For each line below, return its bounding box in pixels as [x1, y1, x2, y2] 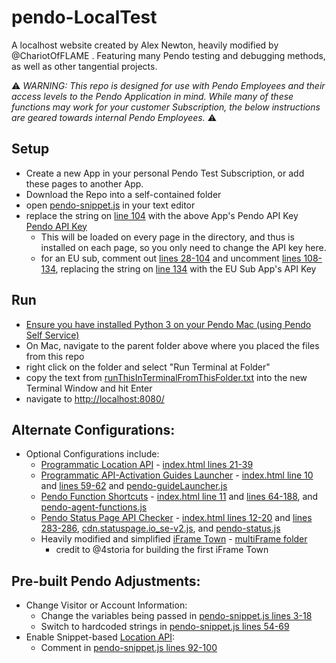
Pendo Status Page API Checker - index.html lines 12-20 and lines [40, 512, 313, 524]
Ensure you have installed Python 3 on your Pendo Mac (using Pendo [25, 318, 312, 330]
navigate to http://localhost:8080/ [25, 392, 165, 405]
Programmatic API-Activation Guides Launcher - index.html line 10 [40, 469, 314, 481]
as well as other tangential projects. [11, 60, 158, 72]
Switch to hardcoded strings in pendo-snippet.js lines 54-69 [40, 621, 290, 633]
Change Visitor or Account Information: [25, 599, 188, 611]
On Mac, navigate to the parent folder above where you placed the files [25, 339, 320, 351]
